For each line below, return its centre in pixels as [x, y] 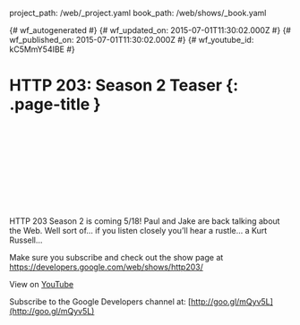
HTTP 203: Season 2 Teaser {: [124, 86]
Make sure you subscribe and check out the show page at [116, 257]
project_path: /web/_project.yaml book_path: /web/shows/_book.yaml [138, 13]
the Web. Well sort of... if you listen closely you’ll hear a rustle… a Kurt [138, 230]
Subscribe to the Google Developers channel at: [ [100, 301]
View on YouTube [42, 284]
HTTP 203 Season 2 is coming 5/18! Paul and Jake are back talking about [145, 221]
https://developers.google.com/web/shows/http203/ [106, 267]
